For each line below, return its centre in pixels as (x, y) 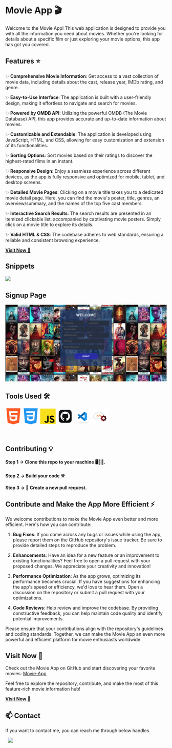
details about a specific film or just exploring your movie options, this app (83, 39)
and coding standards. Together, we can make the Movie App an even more (85, 634)
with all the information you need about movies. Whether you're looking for (84, 33)
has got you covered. (28, 44)
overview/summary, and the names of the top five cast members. (74, 203)
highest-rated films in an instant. (39, 161)
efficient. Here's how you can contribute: (48, 524)
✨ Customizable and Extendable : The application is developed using (79, 134)
